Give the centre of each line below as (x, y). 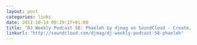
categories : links (29, 17)
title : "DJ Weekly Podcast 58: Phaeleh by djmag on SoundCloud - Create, (99, 28)
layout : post (22, 11)
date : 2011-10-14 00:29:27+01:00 (47, 22)
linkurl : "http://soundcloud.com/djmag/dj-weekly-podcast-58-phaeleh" (95, 33)
